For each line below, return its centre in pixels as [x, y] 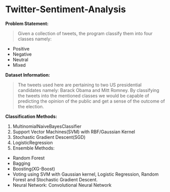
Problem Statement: [27, 23]
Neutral [20, 59]
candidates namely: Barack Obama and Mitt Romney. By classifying [88, 90]
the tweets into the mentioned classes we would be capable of [83, 95]
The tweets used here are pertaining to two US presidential [80, 85]
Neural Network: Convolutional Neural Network [62, 185]
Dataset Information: [28, 75]
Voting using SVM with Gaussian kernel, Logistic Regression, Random [86, 174]
